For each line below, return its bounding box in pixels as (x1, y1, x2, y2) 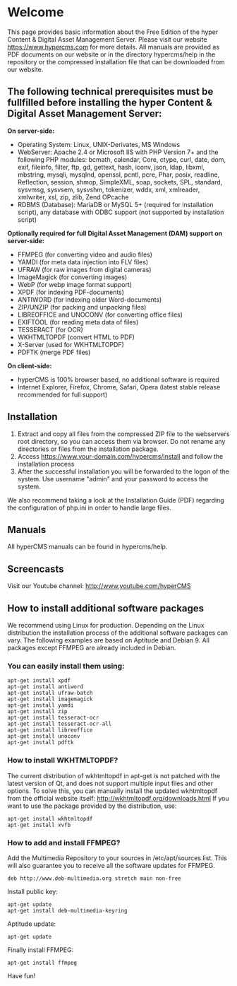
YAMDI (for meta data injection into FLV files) (17, 257, 149, 266)
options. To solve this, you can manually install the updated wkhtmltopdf (7, 786, 218, 795)
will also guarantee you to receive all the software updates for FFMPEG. (7, 861, 215, 869)
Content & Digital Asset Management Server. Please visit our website (7, 35, 207, 43)
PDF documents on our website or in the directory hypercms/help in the (7, 50, 216, 59)
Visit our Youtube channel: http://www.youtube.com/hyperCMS (7, 582, 191, 590)
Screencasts (7, 563, 65, 575)
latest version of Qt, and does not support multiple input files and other (7, 779, 214, 787)
